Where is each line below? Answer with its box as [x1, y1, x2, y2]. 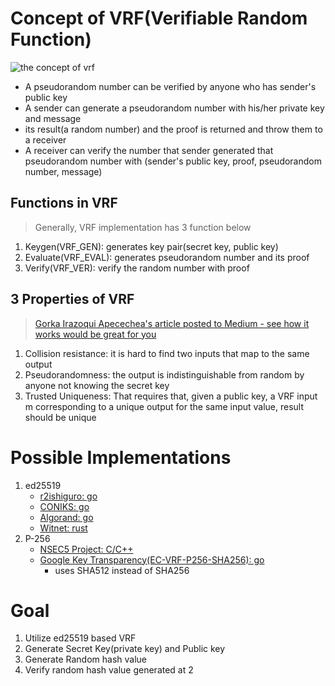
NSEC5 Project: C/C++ [39, 543, 134, 555]
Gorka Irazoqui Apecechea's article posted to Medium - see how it [34, 317, 310, 329]
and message [24, 112, 82, 124]
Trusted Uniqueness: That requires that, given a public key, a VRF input [24, 390, 318, 402]
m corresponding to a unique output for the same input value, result [24, 400, 305, 412]
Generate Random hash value [24, 653, 147, 666]
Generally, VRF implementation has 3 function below [34, 221, 252, 233]
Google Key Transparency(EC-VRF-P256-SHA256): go [39, 553, 265, 566]
